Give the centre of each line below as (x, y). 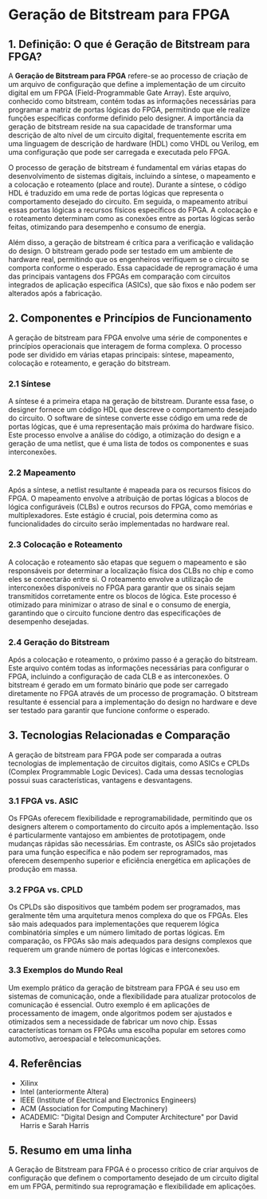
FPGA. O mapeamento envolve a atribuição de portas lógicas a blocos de (128, 499)
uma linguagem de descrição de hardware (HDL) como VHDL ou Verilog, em (133, 144)
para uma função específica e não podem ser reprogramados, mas (118, 853)
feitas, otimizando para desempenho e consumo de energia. (107, 227)
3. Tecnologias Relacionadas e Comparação (120, 736)
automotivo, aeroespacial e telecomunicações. (85, 1039)
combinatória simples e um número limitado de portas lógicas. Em (117, 932)
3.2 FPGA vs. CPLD (46, 890)
